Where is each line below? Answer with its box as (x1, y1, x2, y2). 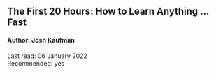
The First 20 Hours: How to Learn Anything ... (7, 6, 210, 17)
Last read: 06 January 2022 (7, 52, 87, 60)
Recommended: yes (7, 59, 65, 67)
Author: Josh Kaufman (7, 36, 75, 44)
